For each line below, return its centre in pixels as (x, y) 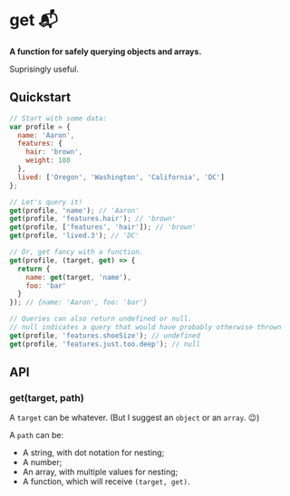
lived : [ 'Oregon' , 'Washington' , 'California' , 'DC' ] (121, 177)
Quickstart (40, 97)
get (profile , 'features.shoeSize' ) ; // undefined (105, 335)
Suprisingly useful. (44, 69)
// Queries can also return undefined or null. (101, 319)
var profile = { (40, 127)
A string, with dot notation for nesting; (93, 453)
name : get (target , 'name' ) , (78, 277)
